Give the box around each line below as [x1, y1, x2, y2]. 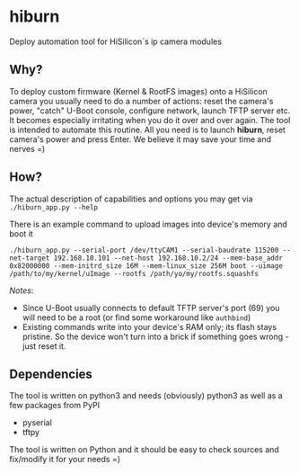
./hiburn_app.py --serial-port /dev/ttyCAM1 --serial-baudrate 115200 [9, 245, 279, 254]
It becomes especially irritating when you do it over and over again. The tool [9, 114, 291, 125]
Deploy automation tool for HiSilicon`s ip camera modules [9, 36, 223, 47]
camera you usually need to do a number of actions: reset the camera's [9, 95, 274, 106]
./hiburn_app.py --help [9, 202, 99, 212]
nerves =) [9, 143, 46, 154]
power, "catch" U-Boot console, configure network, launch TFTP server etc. [9, 105, 291, 116]
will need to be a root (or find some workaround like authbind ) [22, 312, 251, 323]
